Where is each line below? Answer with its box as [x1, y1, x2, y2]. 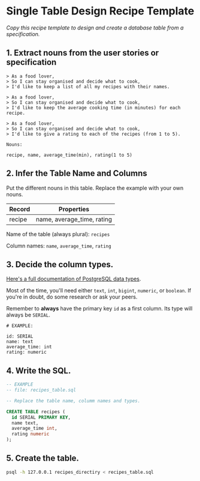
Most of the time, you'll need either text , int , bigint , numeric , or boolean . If [6, 287, 192, 294]
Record [9, 205, 31, 213]
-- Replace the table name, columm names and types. [6, 398, 141, 404]
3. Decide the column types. [6, 259, 114, 270]
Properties [59, 205, 90, 213]
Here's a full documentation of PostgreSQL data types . [6, 275, 141, 283]
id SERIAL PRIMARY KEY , [11, 414, 71, 420]
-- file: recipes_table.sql [6, 387, 77, 393]
